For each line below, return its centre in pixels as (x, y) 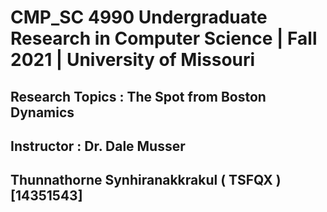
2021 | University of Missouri (133, 60)
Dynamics (42, 112)
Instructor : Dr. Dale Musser (98, 146)
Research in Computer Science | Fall (164, 38)
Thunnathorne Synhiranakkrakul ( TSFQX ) (146, 180)
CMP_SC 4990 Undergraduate (139, 17)
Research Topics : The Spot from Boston (138, 96)
